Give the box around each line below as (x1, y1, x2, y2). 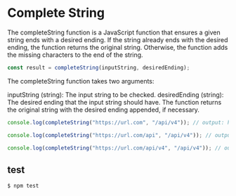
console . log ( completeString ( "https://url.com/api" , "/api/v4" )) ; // (7, 131, 212, 138)
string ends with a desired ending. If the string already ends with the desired (7, 35, 228, 44)
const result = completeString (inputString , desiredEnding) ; (7, 64, 190, 71)
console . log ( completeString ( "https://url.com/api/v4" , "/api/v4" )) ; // (7, 144, 221, 152)
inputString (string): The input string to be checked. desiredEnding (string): (7, 90, 224, 99)
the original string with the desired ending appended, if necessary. (7, 105, 200, 114)
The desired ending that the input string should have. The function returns (7, 98, 222, 106)
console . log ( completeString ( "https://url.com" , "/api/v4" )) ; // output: (7, 119, 225, 126)
